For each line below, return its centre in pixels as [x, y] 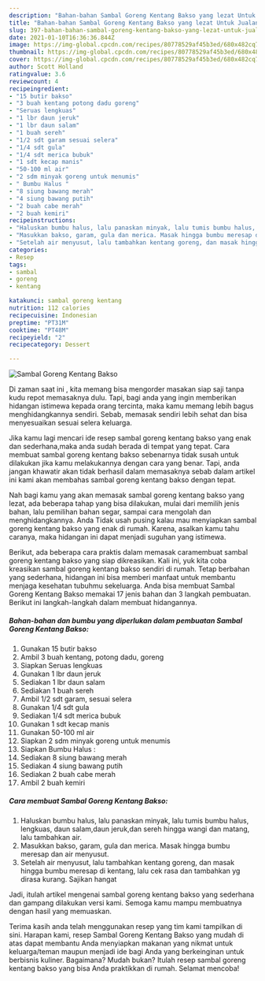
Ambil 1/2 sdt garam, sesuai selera [76, 699]
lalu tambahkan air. [51, 838]
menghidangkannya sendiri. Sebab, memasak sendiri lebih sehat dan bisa [128, 414]
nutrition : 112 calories [50, 308]
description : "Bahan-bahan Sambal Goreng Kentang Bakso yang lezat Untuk [132, 15]
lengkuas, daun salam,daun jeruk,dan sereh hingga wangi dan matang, [135, 829]
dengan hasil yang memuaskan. [61, 912]
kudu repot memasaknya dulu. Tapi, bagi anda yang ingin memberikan [123, 398]
